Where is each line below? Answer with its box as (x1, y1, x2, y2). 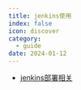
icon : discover (8, 27, 60, 35)
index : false (8, 19, 53, 28)
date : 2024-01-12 (8, 49, 67, 58)
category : (8, 34, 42, 43)
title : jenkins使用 (8, 11, 72, 20)
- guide (15, 42, 42, 50)
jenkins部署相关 (19, 73, 73, 82)
